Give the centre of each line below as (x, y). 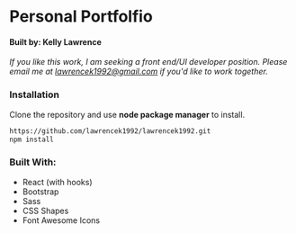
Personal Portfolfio (81, 17)
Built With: (33, 162)
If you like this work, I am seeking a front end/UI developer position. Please (148, 62)
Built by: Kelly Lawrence (55, 41)
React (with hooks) (57, 182)
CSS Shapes (45, 211)
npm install (31, 139)
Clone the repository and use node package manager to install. (127, 114)
